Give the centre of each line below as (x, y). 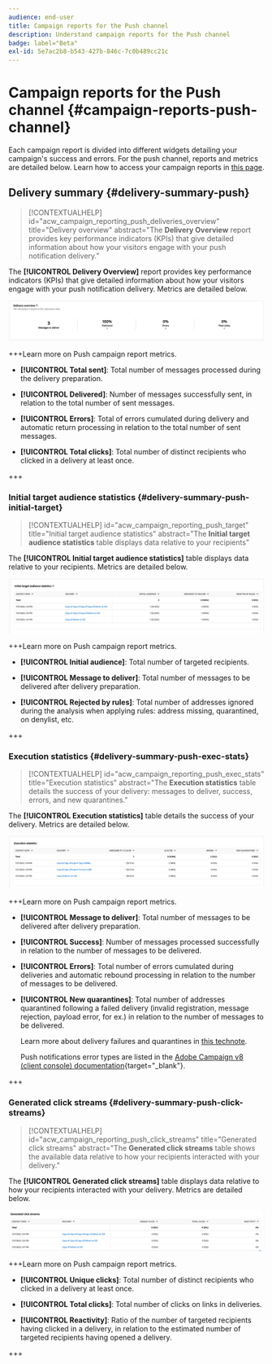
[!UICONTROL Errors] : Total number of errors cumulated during (127, 967)
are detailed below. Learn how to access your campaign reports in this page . (136, 168)
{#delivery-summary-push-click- (176, 1103)
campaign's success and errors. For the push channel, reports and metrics (133, 159)
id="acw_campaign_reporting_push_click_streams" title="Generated (142, 1139)
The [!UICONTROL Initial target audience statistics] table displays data (129, 559)
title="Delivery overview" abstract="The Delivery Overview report (140, 230)
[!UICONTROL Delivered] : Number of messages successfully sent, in (136, 394)
